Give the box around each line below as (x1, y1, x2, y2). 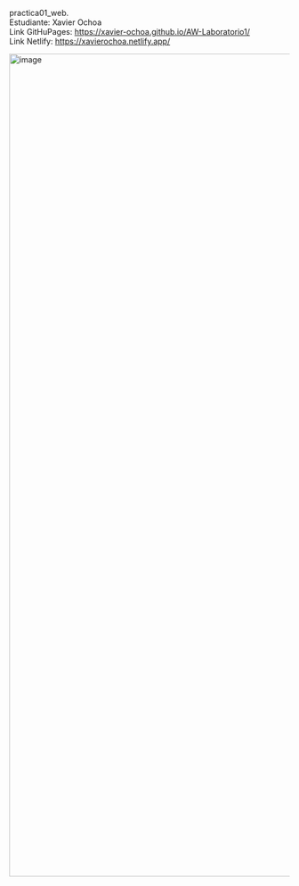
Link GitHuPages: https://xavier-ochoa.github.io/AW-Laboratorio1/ (9, 27, 251, 37)
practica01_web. (9, 8, 69, 18)
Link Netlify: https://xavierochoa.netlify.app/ (9, 36, 171, 46)
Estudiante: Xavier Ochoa (9, 17, 102, 28)
